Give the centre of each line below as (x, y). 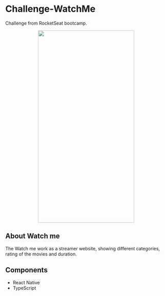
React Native (26, 282)
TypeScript (24, 288)
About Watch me (33, 236)
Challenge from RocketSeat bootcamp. (46, 23)
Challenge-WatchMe (50, 9)
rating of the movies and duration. (41, 254)
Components (26, 270)
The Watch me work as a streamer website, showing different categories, (83, 248)
